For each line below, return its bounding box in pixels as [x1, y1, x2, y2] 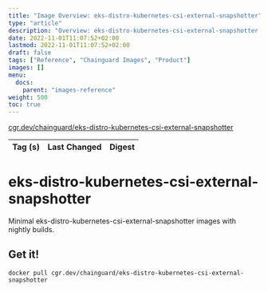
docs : [15, 78, 34, 86]
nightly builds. [8, 225, 54, 235]
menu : [8, 71, 26, 79]
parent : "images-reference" [22, 85, 116, 94]
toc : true [8, 101, 41, 109]
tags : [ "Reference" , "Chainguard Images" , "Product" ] [8, 57, 191, 65]
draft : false [8, 49, 52, 57]
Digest [108, 141, 136, 152]
